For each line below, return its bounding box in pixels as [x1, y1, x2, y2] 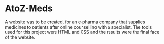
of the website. [5, 34, 35, 40]
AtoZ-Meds [5, 3, 53, 14]
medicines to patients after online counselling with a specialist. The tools [5, 24, 152, 29]
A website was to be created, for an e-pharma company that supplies [5, 19, 146, 25]
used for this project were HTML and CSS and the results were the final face [5, 29, 160, 35]
